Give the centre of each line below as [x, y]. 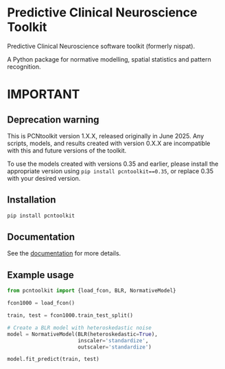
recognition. [24, 66]
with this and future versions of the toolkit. [67, 150]
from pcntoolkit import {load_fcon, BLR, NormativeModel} [92, 291]
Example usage [40, 275]
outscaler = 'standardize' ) [115, 347]
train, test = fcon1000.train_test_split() [70, 316]
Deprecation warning [53, 119]
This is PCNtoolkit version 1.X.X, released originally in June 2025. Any [106, 136]
